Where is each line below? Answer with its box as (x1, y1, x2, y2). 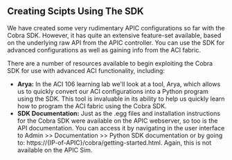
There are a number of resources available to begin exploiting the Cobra (7, 59, 213, 68)
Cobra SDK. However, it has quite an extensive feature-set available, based (7, 31, 222, 39)
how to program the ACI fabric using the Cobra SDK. (17, 101, 168, 110)
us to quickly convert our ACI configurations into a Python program (17, 87, 209, 95)
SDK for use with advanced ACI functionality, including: (7, 66, 165, 74)
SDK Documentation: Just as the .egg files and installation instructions (17, 109, 220, 117)
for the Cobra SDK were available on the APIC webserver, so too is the (17, 117, 218, 125)
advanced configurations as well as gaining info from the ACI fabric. (7, 46, 201, 54)
